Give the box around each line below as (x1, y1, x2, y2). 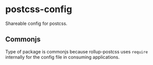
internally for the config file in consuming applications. (5, 54, 120, 60)
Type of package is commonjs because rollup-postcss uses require (5, 48, 148, 54)
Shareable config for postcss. (5, 20, 68, 26)
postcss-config (5, 4, 72, 15)
